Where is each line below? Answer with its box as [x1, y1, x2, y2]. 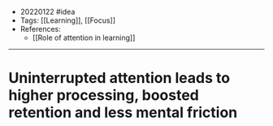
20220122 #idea [19, 7, 76, 16]
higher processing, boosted [8, 86, 199, 105]
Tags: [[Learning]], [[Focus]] [19, 15, 116, 25]
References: [19, 24, 61, 33]
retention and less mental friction [8, 103, 238, 122]
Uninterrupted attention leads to [8, 69, 230, 88]
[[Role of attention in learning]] [32, 33, 136, 42]
